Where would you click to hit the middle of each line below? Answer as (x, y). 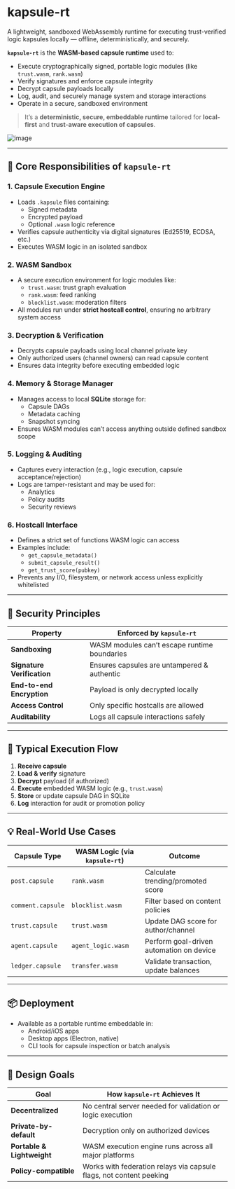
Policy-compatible (43, 1171)
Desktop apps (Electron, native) (73, 1038)
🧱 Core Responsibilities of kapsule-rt (89, 166)
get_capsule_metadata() (63, 556)
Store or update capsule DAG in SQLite (73, 795)
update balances (172, 970)
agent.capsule (34, 946)
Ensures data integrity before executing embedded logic (99, 366)
